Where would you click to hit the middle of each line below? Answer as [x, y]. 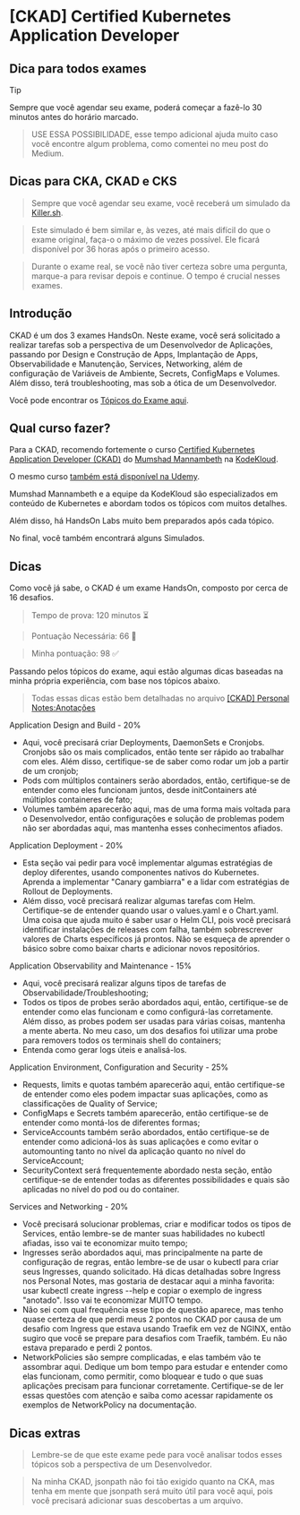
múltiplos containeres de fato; [77, 800]
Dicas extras [45, 1433]
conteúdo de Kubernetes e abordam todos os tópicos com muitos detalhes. [149, 504]
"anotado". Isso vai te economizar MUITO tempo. [112, 1300]
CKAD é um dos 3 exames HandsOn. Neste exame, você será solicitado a [145, 335]
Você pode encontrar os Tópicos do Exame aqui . [99, 400]
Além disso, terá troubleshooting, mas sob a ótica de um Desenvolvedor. [143, 383]
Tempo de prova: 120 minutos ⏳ [90, 615]
